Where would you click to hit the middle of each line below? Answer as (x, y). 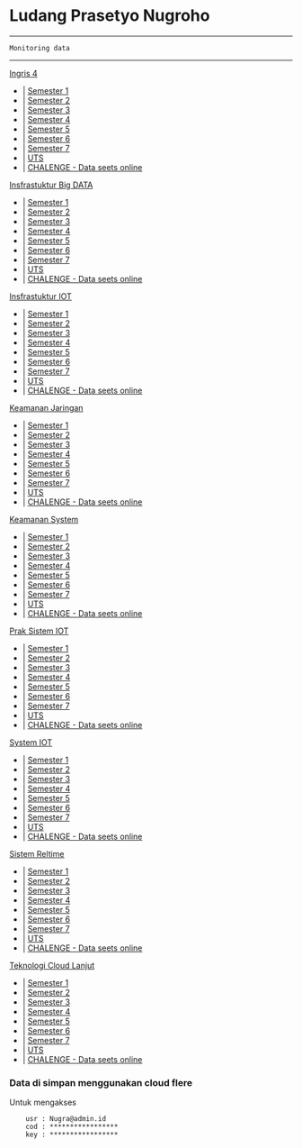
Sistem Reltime (37, 853)
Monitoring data (40, 48)
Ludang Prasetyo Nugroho (110, 16)
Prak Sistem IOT (39, 631)
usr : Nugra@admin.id (66, 1119)
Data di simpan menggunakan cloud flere (101, 1082)
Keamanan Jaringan (46, 407)
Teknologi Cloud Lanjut (52, 965)
